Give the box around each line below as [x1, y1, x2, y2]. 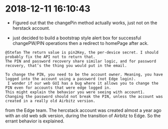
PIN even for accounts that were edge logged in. [5, 85, 112, 90]
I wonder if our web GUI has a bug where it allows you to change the [7, 81, 158, 86]
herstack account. [12, 25, 50, 31]
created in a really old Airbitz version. [5, 98, 96, 103]
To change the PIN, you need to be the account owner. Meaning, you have [5, 72, 163, 77]
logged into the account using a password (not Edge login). [5, 76, 136, 81]
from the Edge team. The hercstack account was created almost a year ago [5, 107, 162, 113]
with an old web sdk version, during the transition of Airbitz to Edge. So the [5, 112, 161, 118]
